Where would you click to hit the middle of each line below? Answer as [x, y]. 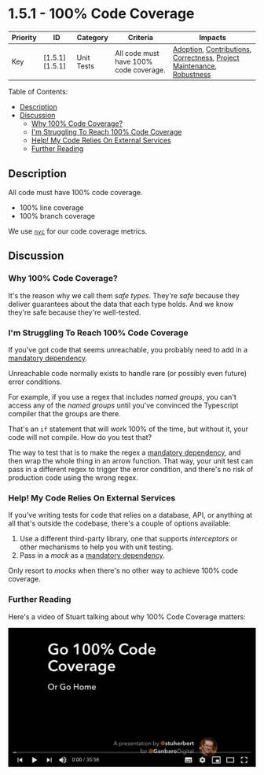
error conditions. [35, 382]
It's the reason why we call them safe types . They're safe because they [124, 295]
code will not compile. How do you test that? [80, 437]
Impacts [213, 38]
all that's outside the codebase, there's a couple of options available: [119, 523]
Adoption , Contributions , [212, 49]
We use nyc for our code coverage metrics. [78, 231]
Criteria [140, 38]
